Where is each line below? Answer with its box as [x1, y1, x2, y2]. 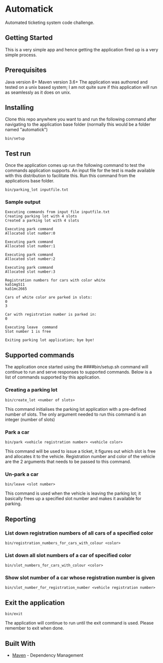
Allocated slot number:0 [5, 231, 55, 236]
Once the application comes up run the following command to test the [5, 162, 145, 168]
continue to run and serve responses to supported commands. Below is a [5, 369, 152, 375]
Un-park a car [5, 471, 39, 478]
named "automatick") [5, 127, 48, 133]
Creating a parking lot [5, 386, 57, 393]
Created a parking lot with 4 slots [5, 218, 79, 223]
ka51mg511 [5, 282, 25, 287]
